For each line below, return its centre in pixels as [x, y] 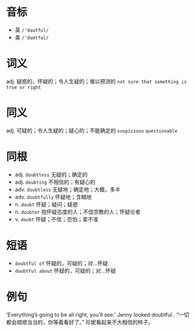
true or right [24, 87]
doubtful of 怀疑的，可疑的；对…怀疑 [61, 263]
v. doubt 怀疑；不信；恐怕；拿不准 [56, 219]
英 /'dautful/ [32, 30]
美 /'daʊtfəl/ [32, 37]
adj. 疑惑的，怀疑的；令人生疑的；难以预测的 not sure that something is [96, 81]
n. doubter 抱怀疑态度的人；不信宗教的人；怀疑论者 [78, 212]
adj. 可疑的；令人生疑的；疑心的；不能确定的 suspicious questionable [92, 130]
